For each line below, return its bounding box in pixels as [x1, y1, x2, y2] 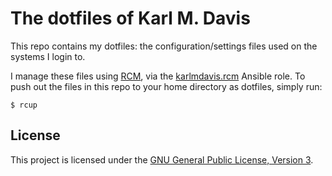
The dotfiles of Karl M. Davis [10, 7, 251, 30]
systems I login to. [10, 50, 86, 62]
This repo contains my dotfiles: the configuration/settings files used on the [10, 40, 318, 52]
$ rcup [10, 100, 38, 110]
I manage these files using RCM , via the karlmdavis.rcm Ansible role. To [10, 70, 306, 82]
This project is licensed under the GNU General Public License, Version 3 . [10, 153, 314, 166]
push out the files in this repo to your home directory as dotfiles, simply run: [10, 80, 323, 92]
